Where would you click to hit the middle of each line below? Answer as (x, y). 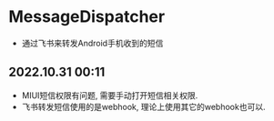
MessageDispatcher (87, 17)
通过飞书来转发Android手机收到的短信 (92, 43)
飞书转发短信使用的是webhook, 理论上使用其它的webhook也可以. (143, 106)
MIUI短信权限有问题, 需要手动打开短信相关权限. (110, 95)
